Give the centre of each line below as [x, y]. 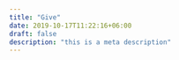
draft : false [33, 34]
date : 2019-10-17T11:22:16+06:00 [71, 26]
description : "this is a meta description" [90, 42]
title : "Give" [35, 17]
